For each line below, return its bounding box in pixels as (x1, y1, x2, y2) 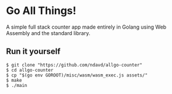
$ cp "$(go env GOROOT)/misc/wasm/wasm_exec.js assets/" (6, 72, 148, 78)
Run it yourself (6, 47, 61, 57)
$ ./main (6, 82, 27, 88)
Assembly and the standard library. (6, 29, 91, 36)
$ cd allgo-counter (6, 67, 54, 73)
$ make (6, 77, 22, 83)
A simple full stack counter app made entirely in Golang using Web (6, 23, 167, 30)
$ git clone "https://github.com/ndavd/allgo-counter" (6, 62, 143, 68)
